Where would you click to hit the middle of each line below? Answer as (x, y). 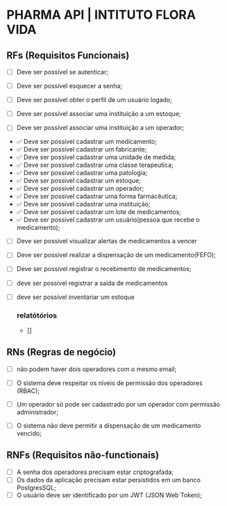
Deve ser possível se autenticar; (62, 72)
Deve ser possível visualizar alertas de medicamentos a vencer (107, 241)
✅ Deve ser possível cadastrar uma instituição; (83, 204)
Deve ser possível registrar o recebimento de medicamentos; (104, 269)
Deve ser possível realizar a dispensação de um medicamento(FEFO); (116, 255)
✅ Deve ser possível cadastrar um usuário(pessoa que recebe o (108, 220)
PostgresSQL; (36, 487)
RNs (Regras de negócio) (61, 352)
